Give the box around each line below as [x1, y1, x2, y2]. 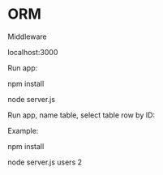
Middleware [7, 32, 47, 41]
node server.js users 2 [7, 157, 83, 167]
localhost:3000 [7, 47, 58, 57]
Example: [7, 126, 39, 135]
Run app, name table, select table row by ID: [7, 110, 156, 120]
